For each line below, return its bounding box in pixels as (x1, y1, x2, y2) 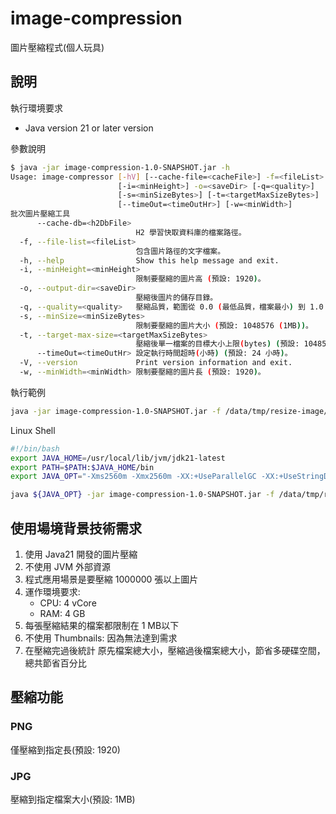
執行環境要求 (10, 102, 63, 114)
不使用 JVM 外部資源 (24, 560, 111, 572)
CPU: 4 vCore (39, 597, 97, 609)
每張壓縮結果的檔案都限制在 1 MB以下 (24, 619, 180, 631)
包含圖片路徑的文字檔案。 (135, 246, 226, 256)
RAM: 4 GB (39, 607, 86, 619)
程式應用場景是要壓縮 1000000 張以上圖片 (24, 573, 199, 585)
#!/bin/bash (10, 443, 60, 454)
